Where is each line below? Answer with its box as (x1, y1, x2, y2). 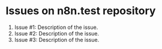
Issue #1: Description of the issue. (14, 24, 98, 31)
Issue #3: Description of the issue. (14, 36, 100, 43)
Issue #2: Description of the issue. (14, 30, 100, 37)
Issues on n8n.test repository (5, 4, 156, 18)
